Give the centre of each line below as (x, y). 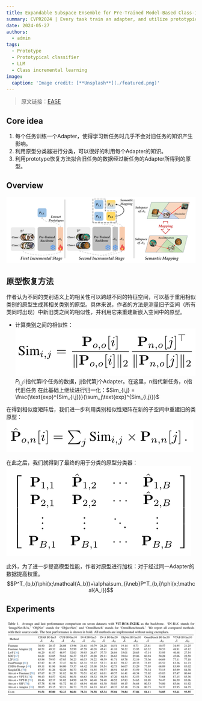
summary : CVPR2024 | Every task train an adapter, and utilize (87, 19)
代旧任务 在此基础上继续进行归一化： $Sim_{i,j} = (75, 390)
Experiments (31, 609)
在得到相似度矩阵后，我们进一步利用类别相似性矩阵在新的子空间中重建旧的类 (101, 409)
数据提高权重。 (25, 574)
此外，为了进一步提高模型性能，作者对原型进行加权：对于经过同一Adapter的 (100, 566)
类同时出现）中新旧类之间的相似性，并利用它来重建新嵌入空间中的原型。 (96, 312)
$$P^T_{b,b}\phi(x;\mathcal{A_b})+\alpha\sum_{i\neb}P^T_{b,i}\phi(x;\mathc (101, 583)
